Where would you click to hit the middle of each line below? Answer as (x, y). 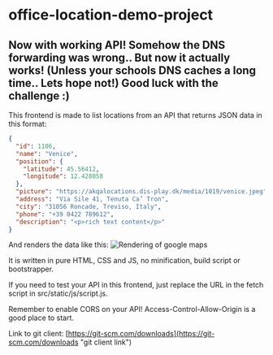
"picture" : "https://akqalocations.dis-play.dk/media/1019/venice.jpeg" (141, 192)
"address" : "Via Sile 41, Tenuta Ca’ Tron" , (92, 199)
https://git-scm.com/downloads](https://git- (141, 334)
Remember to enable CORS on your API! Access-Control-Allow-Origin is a (132, 310)
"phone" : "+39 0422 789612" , (65, 214)
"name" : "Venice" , (47, 154)
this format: (28, 124)
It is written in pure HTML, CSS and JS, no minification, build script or (125, 261)
